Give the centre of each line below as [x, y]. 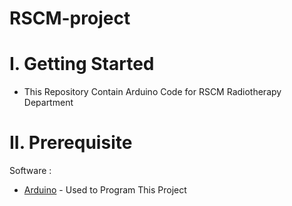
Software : [30, 171]
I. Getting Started [82, 64]
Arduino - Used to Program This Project [105, 190]
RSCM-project [70, 18]
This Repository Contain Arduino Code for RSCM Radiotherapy [152, 92]
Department [48, 103]
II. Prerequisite [71, 143]
